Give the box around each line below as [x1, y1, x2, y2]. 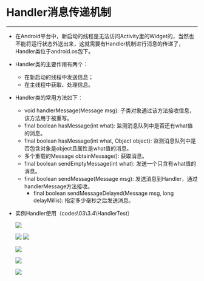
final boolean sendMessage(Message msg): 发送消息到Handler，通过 [24, 175, 198, 182]
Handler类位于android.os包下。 [15, 47, 94, 55]
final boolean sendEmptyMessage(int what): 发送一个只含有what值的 [24, 160, 197, 167]
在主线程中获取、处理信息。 [24, 81, 94, 88]
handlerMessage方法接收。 [24, 183, 93, 190]
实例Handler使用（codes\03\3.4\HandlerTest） [15, 209, 133, 217]
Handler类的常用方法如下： [15, 93, 83, 101]
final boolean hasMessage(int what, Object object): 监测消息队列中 [24, 137, 191, 144]
